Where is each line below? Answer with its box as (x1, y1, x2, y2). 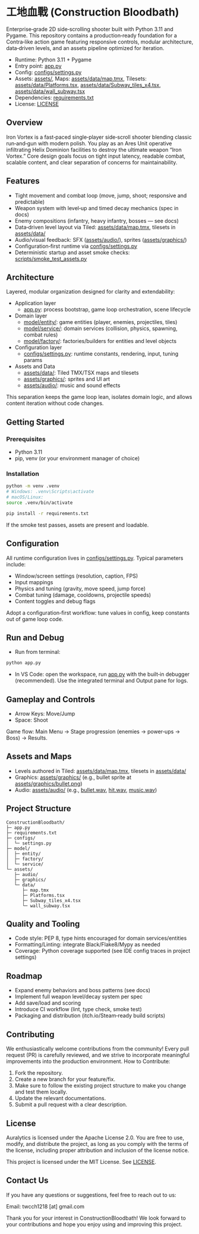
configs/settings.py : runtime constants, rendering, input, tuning (23, 350, 179, 357)
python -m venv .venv (6, 483, 60, 489)
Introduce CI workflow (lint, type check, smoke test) (14, 1006, 142, 1013)
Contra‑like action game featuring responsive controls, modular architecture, (6, 38, 194, 45)
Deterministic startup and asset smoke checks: (14, 248, 130, 256)
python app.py (6, 660, 42, 666)
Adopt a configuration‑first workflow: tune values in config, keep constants (6, 609, 190, 616)
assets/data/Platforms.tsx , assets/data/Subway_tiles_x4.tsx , (14, 81, 162, 88)
